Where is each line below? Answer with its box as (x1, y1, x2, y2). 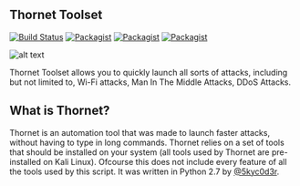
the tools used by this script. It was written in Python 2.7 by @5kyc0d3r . (9, 166, 280, 177)
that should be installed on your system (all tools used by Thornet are (9, 146, 270, 158)
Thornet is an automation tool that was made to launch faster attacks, (9, 127, 271, 138)
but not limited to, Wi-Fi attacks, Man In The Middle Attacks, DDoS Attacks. (9, 77, 292, 88)
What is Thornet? (9, 103, 110, 119)
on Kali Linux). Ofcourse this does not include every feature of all (43, 156, 287, 167)
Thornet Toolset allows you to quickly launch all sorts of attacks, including (9, 67, 288, 77)
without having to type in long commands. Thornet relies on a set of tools (9, 137, 284, 148)
